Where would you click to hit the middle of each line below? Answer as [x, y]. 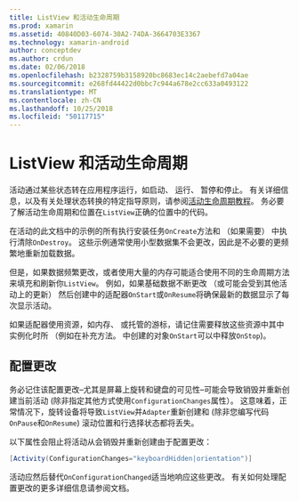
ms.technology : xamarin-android [69, 42]
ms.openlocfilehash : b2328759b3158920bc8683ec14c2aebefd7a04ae [129, 76]
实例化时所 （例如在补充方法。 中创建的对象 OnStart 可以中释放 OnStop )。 [140, 335]
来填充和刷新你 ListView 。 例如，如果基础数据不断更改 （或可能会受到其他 [145, 283]
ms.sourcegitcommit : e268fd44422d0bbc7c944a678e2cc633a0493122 [129, 84]
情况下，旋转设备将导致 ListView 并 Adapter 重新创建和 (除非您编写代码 [143, 411]
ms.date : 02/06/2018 [48, 68]
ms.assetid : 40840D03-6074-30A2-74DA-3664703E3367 [105, 34]
